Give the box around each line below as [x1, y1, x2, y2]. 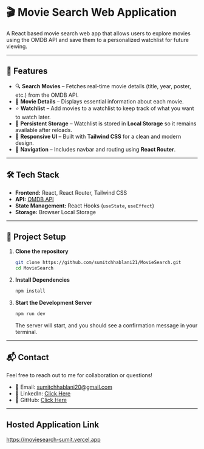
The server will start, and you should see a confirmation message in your [15, 321, 198, 329]
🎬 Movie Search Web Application [6, 5, 177, 19]
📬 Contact [6, 352, 49, 363]
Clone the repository [15, 248, 69, 255]
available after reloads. [15, 126, 73, 133]
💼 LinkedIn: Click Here [15, 389, 71, 397]
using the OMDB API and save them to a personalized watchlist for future [6, 36, 189, 43]
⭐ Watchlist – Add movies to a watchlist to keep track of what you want [15, 105, 194, 112]
